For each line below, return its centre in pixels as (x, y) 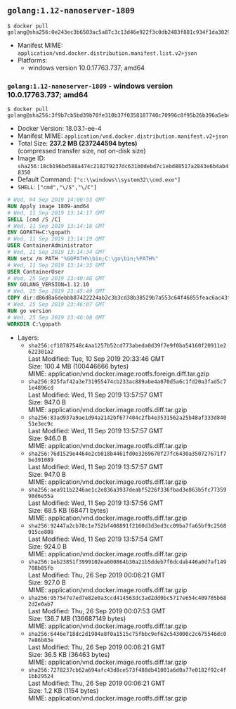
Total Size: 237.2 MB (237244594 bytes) (77, 143)
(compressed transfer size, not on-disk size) (81, 151)
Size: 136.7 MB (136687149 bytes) (77, 618)
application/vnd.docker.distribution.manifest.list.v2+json (107, 53)
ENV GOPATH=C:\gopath (39, 232)
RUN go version (29, 311)
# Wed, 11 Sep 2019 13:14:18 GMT (56, 226)
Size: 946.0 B (47, 438)
